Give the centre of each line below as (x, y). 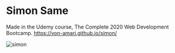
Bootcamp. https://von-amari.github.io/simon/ (62, 33)
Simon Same (37, 11)
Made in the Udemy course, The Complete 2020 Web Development (87, 27)
